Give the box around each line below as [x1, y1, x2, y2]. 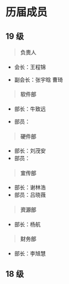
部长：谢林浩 [14, 184, 46, 191]
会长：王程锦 [14, 63, 46, 71]
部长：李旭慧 [14, 249, 46, 257]
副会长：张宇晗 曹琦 [14, 76, 63, 83]
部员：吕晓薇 [14, 191, 46, 199]
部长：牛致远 [14, 105, 46, 112]
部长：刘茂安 [14, 147, 46, 154]
